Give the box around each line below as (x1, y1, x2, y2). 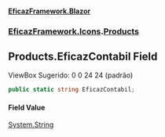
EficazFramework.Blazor (8, 6, 91, 16)
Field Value (8, 103, 46, 112)
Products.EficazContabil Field (8, 49, 158, 63)
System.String (8, 120, 54, 129)
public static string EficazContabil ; (8, 86, 135, 94)
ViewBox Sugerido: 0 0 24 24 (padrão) (8, 70, 134, 80)
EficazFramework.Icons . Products (8, 26, 140, 37)
